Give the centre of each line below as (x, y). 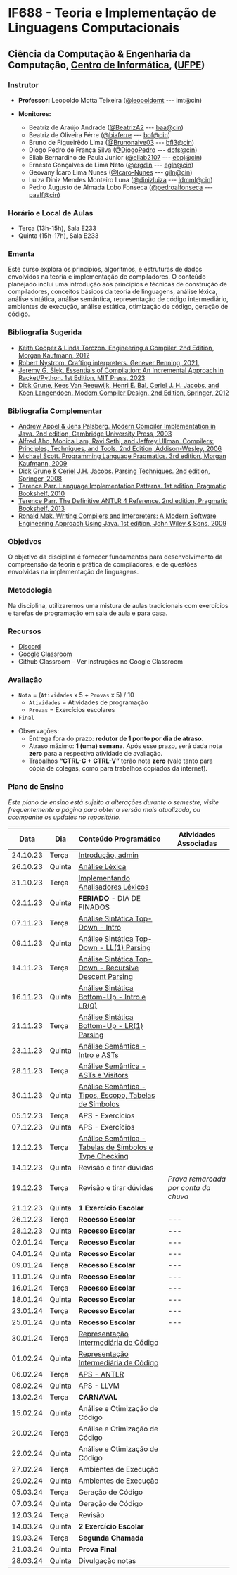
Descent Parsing (105, 976)
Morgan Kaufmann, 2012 (54, 355)
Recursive (122, 968)
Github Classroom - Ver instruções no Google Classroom (101, 661)
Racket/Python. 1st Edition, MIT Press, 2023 (82, 377)
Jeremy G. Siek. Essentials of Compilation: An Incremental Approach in (121, 370)
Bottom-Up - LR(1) (111, 1025)
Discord (30, 646)
